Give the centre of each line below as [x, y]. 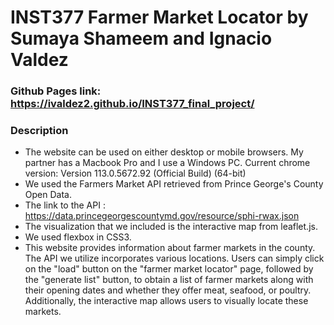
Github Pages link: [56, 91]
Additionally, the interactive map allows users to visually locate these [166, 301]
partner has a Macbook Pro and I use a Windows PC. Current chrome [167, 163]
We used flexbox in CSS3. [78, 237]
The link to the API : [65, 205]
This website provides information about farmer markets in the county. [170, 248]
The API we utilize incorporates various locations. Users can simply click [174, 258]
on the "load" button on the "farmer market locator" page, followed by [169, 269]
